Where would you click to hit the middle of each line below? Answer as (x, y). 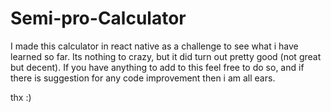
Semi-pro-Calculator (98, 18)
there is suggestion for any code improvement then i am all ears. (143, 78)
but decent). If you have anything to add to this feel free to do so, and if (157, 67)
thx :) (21, 97)
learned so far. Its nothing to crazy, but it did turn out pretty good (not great (166, 56)
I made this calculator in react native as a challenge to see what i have (154, 46)
